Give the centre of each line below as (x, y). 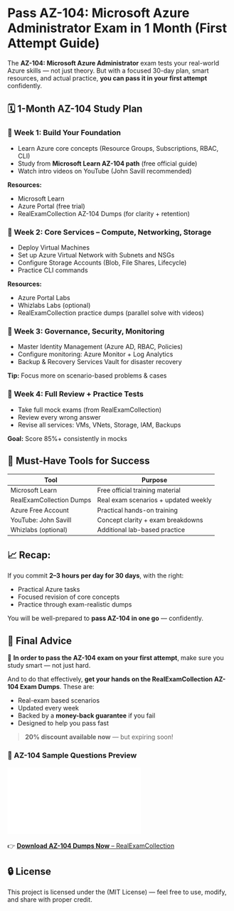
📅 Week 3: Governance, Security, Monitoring (86, 331)
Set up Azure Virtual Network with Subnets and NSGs (96, 255)
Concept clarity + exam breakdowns (150, 520)
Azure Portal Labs (44, 297)
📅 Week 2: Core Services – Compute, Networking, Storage (110, 232)
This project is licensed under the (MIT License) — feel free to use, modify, (117, 892)
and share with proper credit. (50, 900)
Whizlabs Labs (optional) (54, 305)
